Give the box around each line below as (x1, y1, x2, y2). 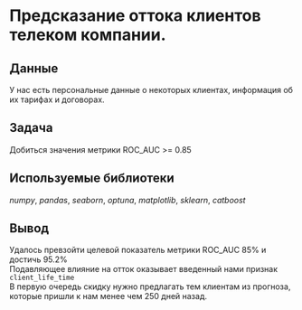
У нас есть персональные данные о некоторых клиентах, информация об (9, 85, 294, 95)
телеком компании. (9, 24, 166, 45)
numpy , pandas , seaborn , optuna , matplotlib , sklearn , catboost (9, 194, 246, 205)
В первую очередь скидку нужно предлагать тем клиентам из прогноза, (9, 281, 291, 292)
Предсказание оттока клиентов (9, 5, 261, 26)
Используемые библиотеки (9, 171, 175, 186)
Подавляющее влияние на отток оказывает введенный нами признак (9, 264, 278, 275)
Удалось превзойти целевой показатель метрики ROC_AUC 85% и (9, 245, 267, 256)
